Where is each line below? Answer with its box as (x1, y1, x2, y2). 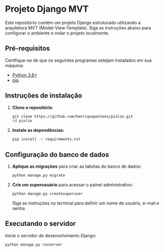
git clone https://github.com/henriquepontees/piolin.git (12, 114, 133, 119)
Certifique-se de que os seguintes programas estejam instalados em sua (5, 57, 152, 63)
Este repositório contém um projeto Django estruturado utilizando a (5, 20, 141, 25)
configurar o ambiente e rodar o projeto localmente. (5, 30, 110, 36)
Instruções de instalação (5, 92, 82, 100)
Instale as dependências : (12, 127, 65, 133)
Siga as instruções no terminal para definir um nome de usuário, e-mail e (12, 200, 160, 206)
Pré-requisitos (5, 44, 50, 52)
